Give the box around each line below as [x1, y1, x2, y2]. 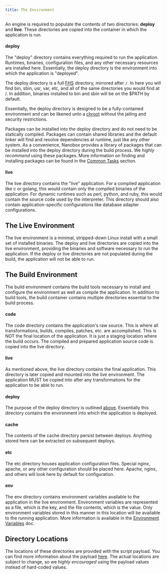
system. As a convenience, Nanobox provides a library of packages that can [5, 142, 162, 148]
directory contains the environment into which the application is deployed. [5, 410, 158, 416]
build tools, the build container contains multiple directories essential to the [5, 294, 160, 300]
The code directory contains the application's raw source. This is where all [5, 322, 159, 328]
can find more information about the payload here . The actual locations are [5, 553, 160, 559]
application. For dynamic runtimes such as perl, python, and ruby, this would [5, 191, 163, 197]
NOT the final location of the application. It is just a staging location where [5, 333, 157, 339]
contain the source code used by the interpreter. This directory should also [5, 196, 159, 203]
